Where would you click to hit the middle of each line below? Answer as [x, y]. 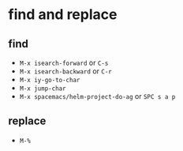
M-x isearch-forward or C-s [64, 62]
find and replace [63, 15]
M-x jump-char [43, 89]
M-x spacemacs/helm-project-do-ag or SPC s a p [97, 96]
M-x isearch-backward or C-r [66, 71]
